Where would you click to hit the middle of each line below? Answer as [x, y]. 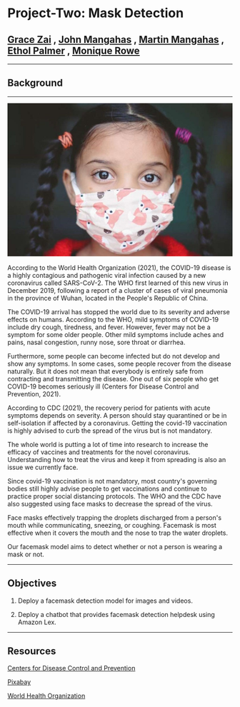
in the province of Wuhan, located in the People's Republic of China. [108, 298]
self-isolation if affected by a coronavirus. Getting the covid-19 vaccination [117, 423]
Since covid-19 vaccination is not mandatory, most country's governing [112, 481]
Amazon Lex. [37, 622]
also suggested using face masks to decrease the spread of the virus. [110, 503]
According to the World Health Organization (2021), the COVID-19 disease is [119, 267]
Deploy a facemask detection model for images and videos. [105, 601]
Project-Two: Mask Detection [96, 13]
